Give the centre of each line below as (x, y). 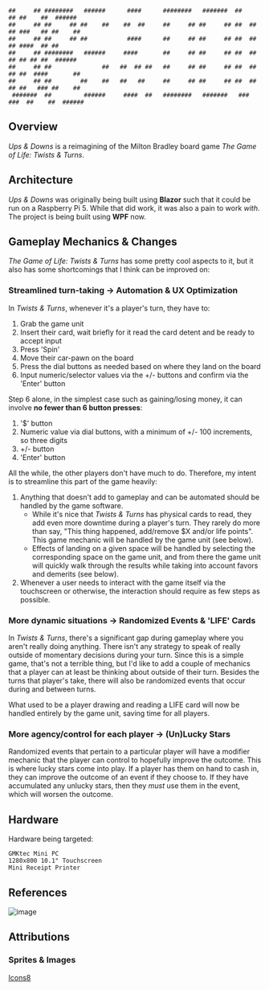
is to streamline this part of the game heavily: (83, 481)
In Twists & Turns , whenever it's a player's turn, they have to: (109, 308)
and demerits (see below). (75, 573)
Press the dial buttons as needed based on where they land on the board (140, 366)
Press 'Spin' (40, 349)
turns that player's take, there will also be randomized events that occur (127, 681)
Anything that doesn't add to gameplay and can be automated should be (140, 497)
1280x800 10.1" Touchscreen (55, 861)
